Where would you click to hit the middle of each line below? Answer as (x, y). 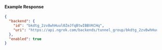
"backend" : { (22, 21)
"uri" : (20, 30)
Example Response (24, 7)
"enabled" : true (25, 39)
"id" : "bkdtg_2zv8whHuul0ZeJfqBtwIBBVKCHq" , (59, 25)
